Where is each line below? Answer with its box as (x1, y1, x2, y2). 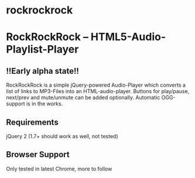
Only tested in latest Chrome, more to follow (6, 165, 112, 172)
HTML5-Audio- (90, 30, 166, 44)
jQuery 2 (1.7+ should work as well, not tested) (6, 133, 118, 139)
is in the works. (26, 100, 63, 107)
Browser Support (6, 150, 70, 160)
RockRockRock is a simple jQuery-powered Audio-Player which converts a (6, 81, 186, 88)
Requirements (6, 117, 59, 127)
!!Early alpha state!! (6, 66, 79, 76)
